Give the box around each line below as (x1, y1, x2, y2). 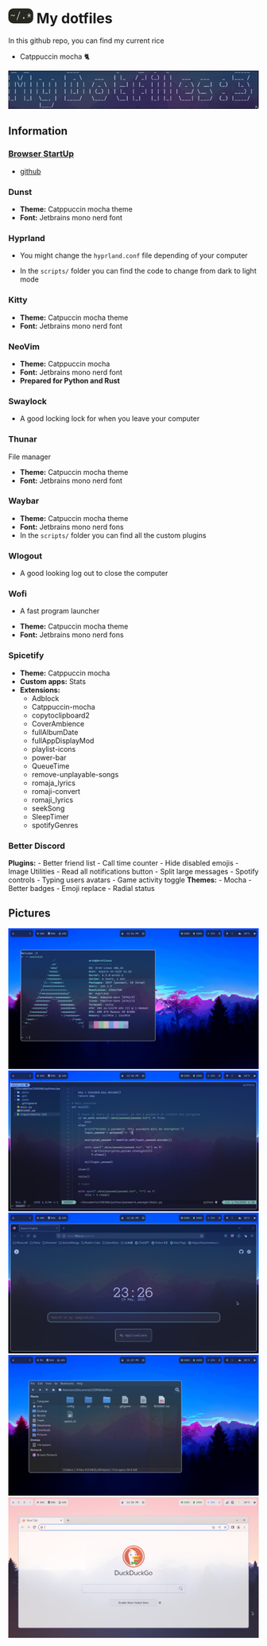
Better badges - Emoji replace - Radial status (8, 884, 155, 893)
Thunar (8, 434, 37, 445)
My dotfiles (36, 10, 113, 28)
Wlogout (8, 550, 42, 561)
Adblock (31, 693, 60, 703)
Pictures (8, 907, 51, 920)
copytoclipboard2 (31, 710, 90, 720)
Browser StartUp (8, 148, 74, 159)
